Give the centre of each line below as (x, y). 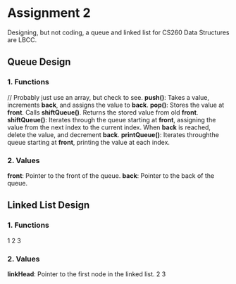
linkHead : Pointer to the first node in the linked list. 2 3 (87, 274)
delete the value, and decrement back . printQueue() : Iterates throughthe (113, 134)
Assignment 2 (49, 13)
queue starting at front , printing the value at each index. (89, 142)
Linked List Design (49, 205)
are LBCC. (22, 39)
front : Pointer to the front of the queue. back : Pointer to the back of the (111, 175)
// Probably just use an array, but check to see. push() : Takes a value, (108, 97)
